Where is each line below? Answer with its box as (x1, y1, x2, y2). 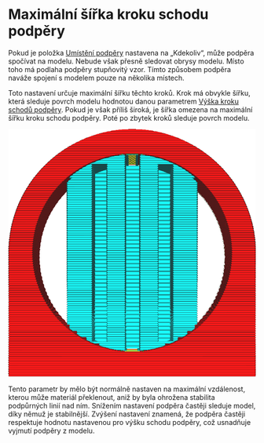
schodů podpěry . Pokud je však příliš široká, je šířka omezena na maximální (8, 104, 253, 114)
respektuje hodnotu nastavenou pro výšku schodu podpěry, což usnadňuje (8, 417, 251, 427)
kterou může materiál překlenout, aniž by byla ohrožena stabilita (8, 392, 215, 401)
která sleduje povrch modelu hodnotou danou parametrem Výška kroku (8, 96, 240, 106)
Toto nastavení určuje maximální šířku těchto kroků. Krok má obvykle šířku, (8, 88, 251, 97)
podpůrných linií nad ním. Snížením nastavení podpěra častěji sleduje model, (8, 401, 256, 410)
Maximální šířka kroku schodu (8, 5, 209, 24)
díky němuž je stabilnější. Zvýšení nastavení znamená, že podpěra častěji (8, 409, 246, 419)
